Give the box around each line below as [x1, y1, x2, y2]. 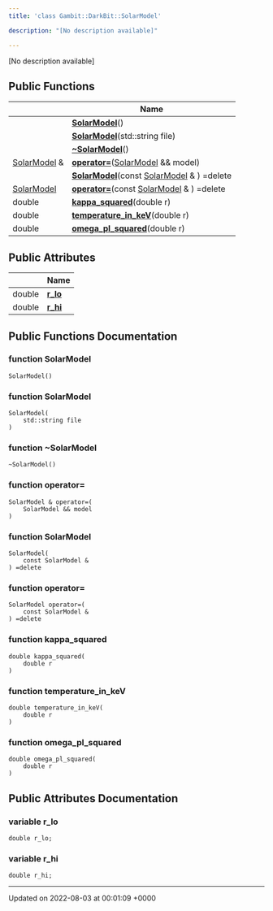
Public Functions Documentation [8, 329, 178, 343]
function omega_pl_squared [8, 736, 122, 748]
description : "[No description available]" [8, 26, 158, 35]
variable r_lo [8, 816, 58, 827]
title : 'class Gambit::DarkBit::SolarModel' [8, 11, 162, 20]
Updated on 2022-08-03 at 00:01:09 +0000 [8, 893, 157, 903]
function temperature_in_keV [8, 685, 126, 696]
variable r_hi [8, 852, 58, 864]
